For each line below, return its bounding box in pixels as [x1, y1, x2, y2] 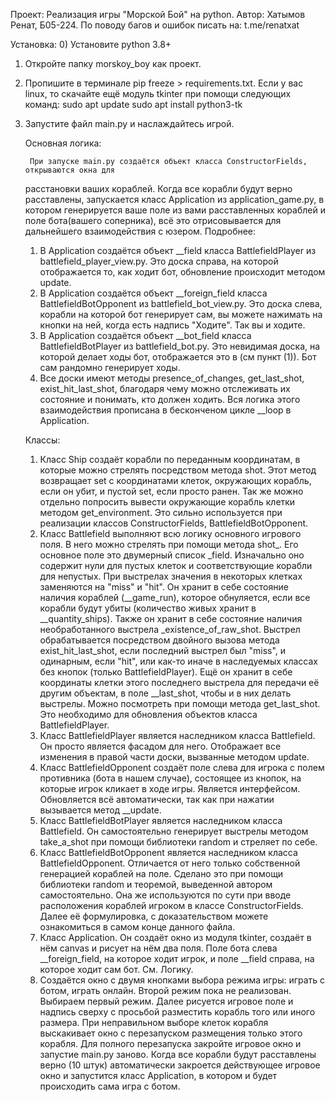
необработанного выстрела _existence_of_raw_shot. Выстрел [39, 624, 301, 635]
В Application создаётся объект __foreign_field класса [39, 287, 268, 299]
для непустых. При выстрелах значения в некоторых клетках [39, 570, 303, 582]
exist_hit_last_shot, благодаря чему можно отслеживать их [39, 383, 291, 394]
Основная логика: [24, 137, 102, 149]
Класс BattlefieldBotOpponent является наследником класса [39, 847, 298, 858]
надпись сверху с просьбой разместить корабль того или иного [39, 1006, 316, 1018]
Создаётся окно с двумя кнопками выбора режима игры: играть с [39, 974, 326, 986]
